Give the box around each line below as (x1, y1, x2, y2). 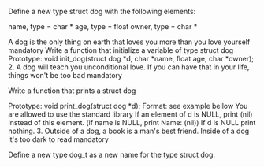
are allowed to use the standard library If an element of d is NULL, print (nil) (8, 109, 253, 119)
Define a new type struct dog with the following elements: (8, 7, 196, 16)
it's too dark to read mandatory (8, 135, 109, 144)
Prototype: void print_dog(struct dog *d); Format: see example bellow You (8, 102, 248, 110)
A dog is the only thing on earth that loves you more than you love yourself (8, 37, 251, 46)
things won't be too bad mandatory (8, 71, 122, 80)
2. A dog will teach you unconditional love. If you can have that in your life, (8, 62, 250, 72)
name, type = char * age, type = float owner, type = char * (8, 22, 198, 31)
